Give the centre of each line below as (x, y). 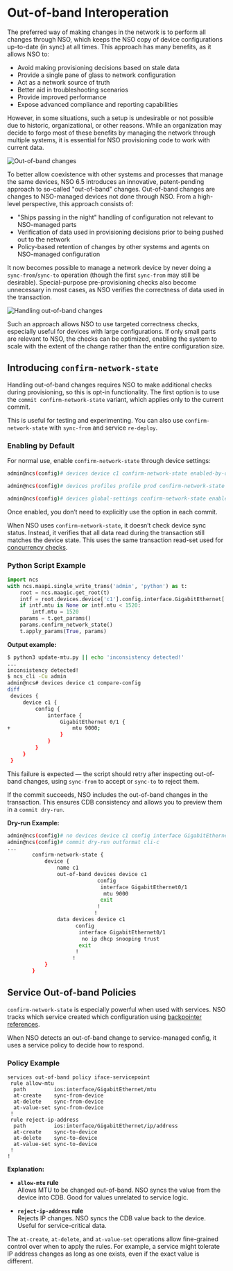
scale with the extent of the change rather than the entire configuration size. (116, 346)
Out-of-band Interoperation (88, 13)
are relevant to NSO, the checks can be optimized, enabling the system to (112, 339)
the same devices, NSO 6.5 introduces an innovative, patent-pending (106, 181)
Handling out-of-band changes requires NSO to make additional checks (110, 385)
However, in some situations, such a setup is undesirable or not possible (110, 118)
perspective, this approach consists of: (78, 203)
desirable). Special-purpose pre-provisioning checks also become (102, 282)
